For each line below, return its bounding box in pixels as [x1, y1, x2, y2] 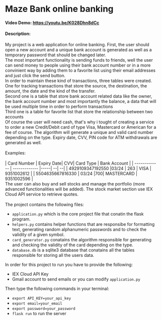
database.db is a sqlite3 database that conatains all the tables [12, 247, 135, 253]
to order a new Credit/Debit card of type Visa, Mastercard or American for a [5, 124, 157, 130]
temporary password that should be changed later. [5, 52, 106, 58]
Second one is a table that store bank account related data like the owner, [5, 93, 152, 99]
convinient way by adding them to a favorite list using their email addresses [5, 67, 156, 73]
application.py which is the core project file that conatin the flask [12, 211, 144, 217]
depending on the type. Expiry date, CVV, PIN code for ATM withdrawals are [5, 135, 158, 140]
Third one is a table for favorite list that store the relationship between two [5, 108, 153, 115]
